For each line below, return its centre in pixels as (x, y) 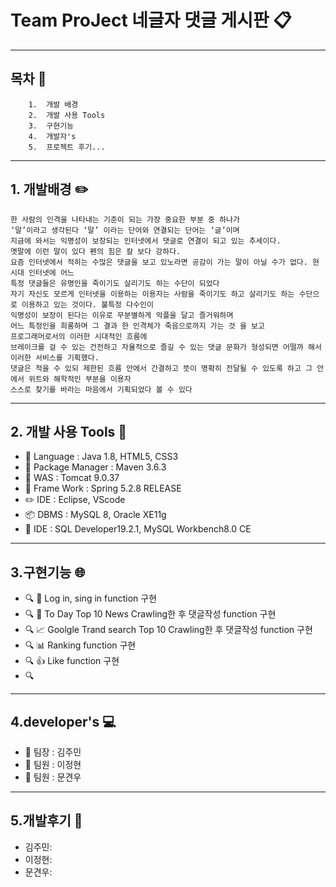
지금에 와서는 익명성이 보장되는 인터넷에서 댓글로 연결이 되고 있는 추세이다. (146, 241)
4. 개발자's (52, 136)
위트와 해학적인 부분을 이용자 (80, 379)
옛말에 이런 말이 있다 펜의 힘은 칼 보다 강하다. (96, 251)
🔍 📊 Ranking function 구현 (80, 645)
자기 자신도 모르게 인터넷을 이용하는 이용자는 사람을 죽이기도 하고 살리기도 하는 (152, 294)
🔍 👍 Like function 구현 (72, 661)
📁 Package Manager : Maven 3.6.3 (95, 467)
